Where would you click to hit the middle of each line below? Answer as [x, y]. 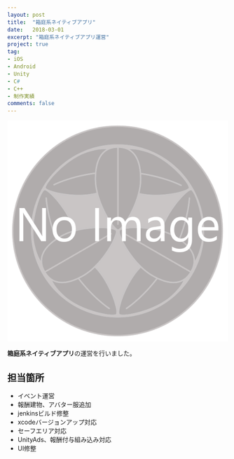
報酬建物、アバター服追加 [54, 404]
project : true [28, 44]
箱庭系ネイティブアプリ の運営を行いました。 [71, 353]
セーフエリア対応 [42, 430]
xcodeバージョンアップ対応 [57, 422]
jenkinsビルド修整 [43, 413]
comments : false [31, 104]
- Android [22, 67]
